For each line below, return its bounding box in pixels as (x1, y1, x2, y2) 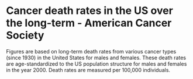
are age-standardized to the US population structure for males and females (6, 60, 187, 67)
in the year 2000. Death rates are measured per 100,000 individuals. (6, 66, 171, 73)
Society (6, 29, 44, 42)
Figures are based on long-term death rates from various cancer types (6, 48, 177, 55)
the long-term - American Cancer (6, 16, 172, 30)
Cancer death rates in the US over (6, 4, 174, 17)
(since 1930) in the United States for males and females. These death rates (6, 54, 186, 61)
